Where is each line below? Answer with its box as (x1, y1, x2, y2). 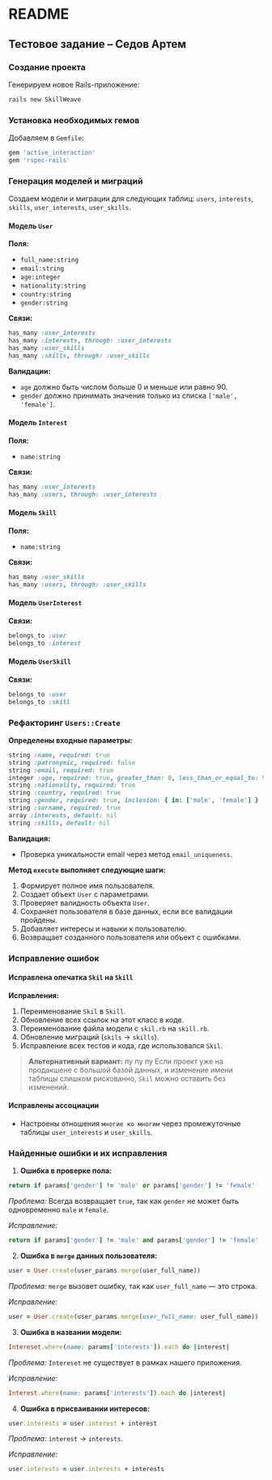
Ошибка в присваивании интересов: (19, 1403, 151, 1414)
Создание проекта (8, 62, 87, 73)
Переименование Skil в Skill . (19, 1006, 126, 1016)
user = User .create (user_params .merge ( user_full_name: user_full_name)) (8, 1312, 259, 1320)
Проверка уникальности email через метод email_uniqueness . (19, 849, 233, 859)
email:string (19, 265, 65, 273)
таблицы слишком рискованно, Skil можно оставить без (28, 1073, 226, 1083)
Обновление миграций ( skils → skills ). (19, 1032, 159, 1042)
